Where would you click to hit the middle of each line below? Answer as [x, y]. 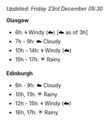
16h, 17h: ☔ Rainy [36, 112]
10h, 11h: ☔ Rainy [36, 94]
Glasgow [17, 20]
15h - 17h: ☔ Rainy [38, 59]
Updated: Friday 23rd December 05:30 [55, 9]
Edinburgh [20, 73]
